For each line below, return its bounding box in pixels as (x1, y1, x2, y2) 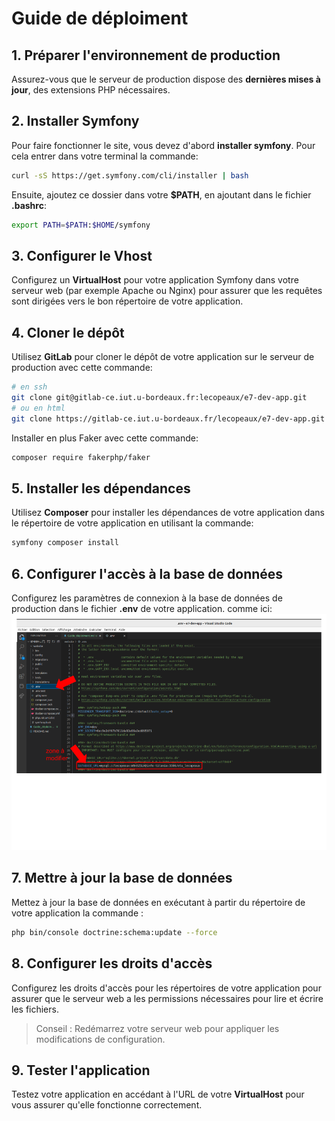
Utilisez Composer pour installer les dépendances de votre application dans (11, 507, 325, 519)
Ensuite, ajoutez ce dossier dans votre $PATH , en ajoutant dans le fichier (11, 188, 312, 201)
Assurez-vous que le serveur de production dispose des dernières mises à (11, 73, 321, 85)
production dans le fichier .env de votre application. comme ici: (11, 603, 273, 615)
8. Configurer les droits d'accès (11, 955, 213, 972)
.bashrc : (11, 199, 47, 211)
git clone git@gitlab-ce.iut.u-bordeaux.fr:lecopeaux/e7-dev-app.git (11, 393, 308, 403)
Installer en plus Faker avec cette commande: (11, 432, 199, 444)
